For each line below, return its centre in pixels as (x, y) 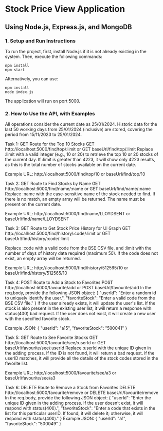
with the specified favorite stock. (38, 319)
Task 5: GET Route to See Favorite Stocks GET (52, 337)
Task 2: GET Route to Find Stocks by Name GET (53, 184)
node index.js (19, 92)
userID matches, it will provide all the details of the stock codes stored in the (81, 358)
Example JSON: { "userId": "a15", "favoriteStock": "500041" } (66, 328)
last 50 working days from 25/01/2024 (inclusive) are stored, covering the (79, 130)
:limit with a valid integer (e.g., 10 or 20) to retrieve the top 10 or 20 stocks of (82, 154)
